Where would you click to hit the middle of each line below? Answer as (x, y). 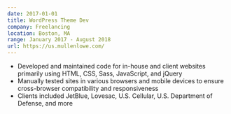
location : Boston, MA (39, 33)
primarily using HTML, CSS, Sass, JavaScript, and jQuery (100, 73)
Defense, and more (45, 103)
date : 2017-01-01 (33, 14)
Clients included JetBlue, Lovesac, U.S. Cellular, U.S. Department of (115, 96)
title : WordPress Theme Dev (48, 20)
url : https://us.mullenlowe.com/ (56, 46)
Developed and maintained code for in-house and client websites (111, 66)
